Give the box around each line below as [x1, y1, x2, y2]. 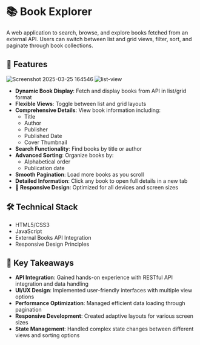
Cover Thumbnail [24, 139, 68, 146]
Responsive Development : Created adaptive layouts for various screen [15, 312, 194, 320]
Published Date [24, 132, 62, 139]
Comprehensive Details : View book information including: [15, 107, 161, 114]
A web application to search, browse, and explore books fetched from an [6, 28, 188, 36]
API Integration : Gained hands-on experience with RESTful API [15, 274, 173, 281]
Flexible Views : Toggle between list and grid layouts [15, 100, 147, 107]
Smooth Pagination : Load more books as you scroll [15, 171, 144, 178]
